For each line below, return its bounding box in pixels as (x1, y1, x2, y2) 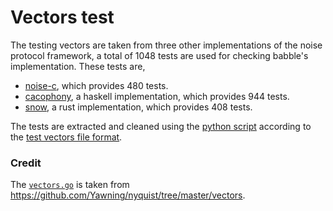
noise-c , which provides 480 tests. (24, 79, 169, 91)
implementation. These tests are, (10, 60, 146, 72)
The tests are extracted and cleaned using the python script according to (10, 120, 312, 132)
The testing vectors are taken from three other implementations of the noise (10, 39, 323, 51)
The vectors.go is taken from (10, 179, 130, 191)
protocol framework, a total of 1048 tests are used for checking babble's (10, 49, 309, 61)
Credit (10, 156, 42, 170)
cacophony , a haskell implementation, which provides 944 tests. (24, 90, 290, 102)
